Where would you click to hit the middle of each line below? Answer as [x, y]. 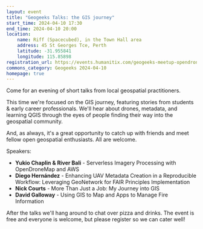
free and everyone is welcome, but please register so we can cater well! [96, 219]
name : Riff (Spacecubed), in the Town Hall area [79, 40]
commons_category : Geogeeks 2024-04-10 [56, 68]
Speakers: [19, 151]
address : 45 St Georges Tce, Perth [62, 46]
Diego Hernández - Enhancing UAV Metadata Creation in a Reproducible [105, 176]
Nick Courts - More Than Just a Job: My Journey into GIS [87, 189]
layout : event [24, 12]
